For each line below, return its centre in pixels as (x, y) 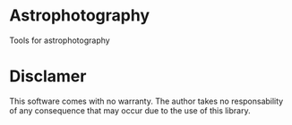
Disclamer (48, 76)
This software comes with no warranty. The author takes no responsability (146, 101)
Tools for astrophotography (60, 40)
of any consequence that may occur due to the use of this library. (130, 110)
